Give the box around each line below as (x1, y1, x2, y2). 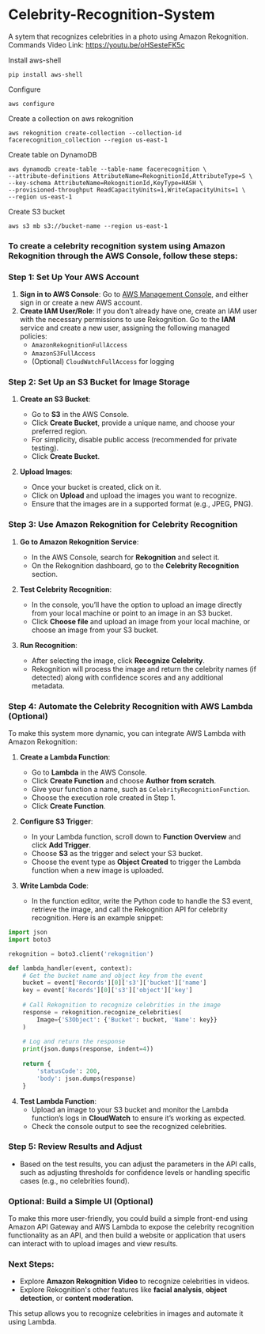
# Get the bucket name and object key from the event (22, 972, 203, 980)
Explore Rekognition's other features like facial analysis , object (19, 1285, 228, 1294)
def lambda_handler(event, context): (8, 964, 133, 972)
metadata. (31, 680, 65, 690)
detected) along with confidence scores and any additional (31, 673, 224, 682)
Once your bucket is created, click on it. (31, 483, 162, 492)
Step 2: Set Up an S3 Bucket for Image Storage (8, 377, 190, 388)
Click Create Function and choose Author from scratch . (31, 776, 216, 786)
